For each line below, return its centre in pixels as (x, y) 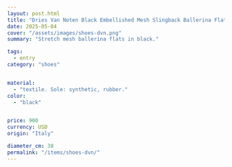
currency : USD (28, 127)
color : (17, 96)
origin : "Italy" (30, 134)
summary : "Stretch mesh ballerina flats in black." (83, 39)
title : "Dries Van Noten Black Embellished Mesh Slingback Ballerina (109, 20)
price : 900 (23, 121)
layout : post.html (33, 13)
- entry (25, 58)
